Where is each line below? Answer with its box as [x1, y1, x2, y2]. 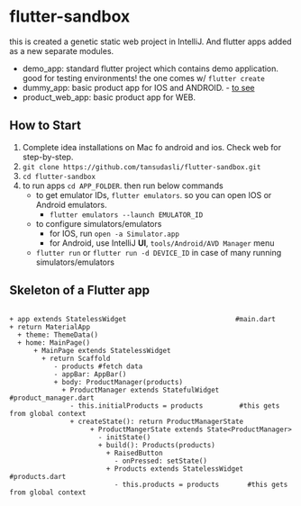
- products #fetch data [53, 362, 143, 371]
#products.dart [9, 472, 67, 481]
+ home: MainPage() [17, 338, 91, 348]
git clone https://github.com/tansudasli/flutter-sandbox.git [22, 162, 261, 172]
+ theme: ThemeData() [17, 330, 99, 339]
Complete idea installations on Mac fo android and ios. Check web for [22, 141, 282, 152]
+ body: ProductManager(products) [53, 377, 183, 386]
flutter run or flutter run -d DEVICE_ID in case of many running [35, 247, 282, 258]
